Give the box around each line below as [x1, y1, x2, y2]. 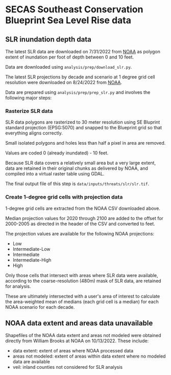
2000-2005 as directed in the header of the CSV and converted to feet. [5, 221, 156, 227]
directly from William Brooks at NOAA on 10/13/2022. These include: [5, 338, 149, 344]
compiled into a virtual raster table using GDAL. [5, 171, 105, 177]
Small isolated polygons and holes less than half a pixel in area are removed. [5, 140, 166, 146]
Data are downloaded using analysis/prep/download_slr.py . [5, 64, 132, 70]
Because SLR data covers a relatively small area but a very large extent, [5, 160, 156, 166]
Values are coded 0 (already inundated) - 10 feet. [5, 150, 109, 156]
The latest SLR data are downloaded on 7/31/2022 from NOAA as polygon [5, 49, 161, 54]
